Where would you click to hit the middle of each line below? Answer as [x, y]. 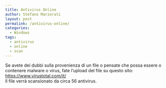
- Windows [20, 33]
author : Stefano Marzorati [33, 14]
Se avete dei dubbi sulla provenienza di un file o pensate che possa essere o [83, 65]
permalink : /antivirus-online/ [37, 23]
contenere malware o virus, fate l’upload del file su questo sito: [69, 70]
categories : [17, 28]
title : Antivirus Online [31, 10]
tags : [11, 38]
